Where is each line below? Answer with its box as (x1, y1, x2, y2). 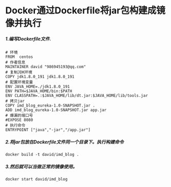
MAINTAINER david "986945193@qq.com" (5, 65, 86, 70)
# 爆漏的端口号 (5, 113, 33, 118)
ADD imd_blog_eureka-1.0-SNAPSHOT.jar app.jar (5, 108, 107, 113)
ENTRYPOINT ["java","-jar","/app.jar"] (5, 128, 91, 133)
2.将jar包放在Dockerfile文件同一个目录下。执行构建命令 (5, 139, 124, 145)
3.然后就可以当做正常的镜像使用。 (5, 163, 78, 170)
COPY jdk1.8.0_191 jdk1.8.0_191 (5, 74, 74, 79)
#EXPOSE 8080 (5, 117, 33, 123)
